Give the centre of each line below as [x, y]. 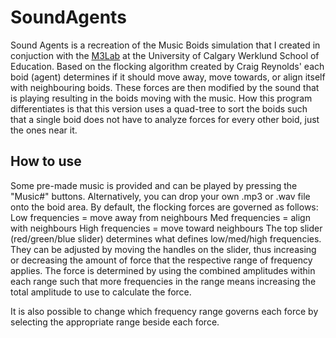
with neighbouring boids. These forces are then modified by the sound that [165, 87]
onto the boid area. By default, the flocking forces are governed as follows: [164, 207]
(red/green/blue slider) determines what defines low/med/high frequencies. [166, 238]
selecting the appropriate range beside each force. [115, 322]
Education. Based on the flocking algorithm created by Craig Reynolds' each [167, 66]
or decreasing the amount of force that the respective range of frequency [161, 260]
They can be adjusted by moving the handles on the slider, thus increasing [163, 249]
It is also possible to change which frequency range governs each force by [164, 311]
